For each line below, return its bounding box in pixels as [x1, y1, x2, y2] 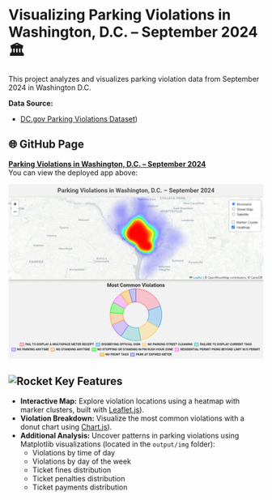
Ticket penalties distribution [32, 473, 125, 483]
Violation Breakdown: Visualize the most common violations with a [19, 413, 244, 423]
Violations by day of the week [32, 456, 132, 466]
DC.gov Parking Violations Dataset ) [19, 113, 138, 123]
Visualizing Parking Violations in [8, 6, 232, 24]
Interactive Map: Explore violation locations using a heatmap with [19, 395, 240, 406]
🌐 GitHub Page [8, 138, 85, 152]
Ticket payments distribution [32, 482, 128, 492]
